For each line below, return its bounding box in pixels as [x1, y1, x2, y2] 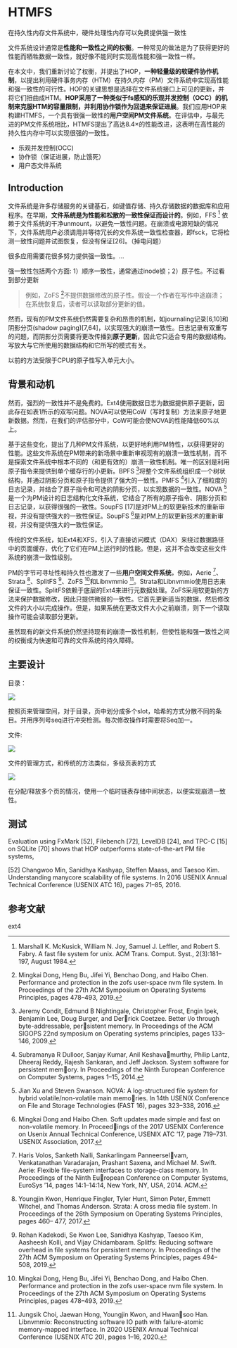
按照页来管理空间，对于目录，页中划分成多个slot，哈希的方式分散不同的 [8, 706, 216, 715]
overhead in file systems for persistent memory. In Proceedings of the [18, 1246, 221, 1254]
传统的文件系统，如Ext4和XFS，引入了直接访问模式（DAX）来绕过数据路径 [8, 535, 224, 544]
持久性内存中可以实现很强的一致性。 [8, 128, 113, 137]
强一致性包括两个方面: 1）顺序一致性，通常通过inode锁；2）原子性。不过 [8, 267, 219, 275]
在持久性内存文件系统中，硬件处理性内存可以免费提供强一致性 [8, 28, 187, 37]
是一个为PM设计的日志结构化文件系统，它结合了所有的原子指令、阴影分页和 [8, 493, 227, 502]
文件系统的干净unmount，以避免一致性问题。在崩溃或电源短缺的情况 [20, 220, 219, 228]
